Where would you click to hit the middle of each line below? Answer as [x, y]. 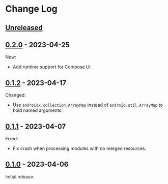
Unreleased [24, 28]
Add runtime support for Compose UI [51, 67]
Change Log [31, 9]
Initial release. [20, 176]
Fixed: [12, 139]
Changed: [16, 95]
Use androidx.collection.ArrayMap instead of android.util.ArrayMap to [88, 105]
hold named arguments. [37, 110]
